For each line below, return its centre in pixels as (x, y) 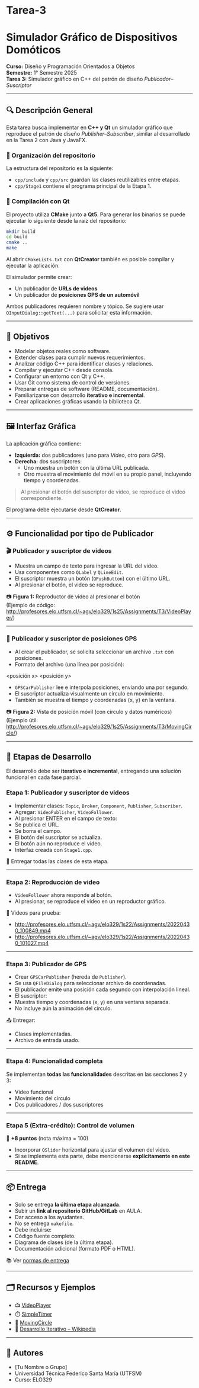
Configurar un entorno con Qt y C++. (60, 376)
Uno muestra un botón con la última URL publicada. (86, 467)
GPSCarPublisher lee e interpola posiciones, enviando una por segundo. (102, 687)
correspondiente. (42, 498)
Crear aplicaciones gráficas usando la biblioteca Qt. (78, 401)
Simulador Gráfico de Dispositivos (92, 38)
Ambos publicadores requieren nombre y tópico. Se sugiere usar (85, 306)
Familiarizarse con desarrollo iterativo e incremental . (80, 395)
